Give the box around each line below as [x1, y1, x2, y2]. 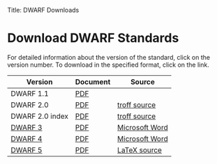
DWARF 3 [10, 122, 43, 132]
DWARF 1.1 [10, 88, 49, 98]
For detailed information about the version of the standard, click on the [7, 53, 211, 61]
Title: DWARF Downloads [7, 6, 80, 14]
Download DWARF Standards [7, 31, 179, 46]
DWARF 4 [10, 133, 43, 143]
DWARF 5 [10, 145, 43, 155]
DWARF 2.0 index [10, 111, 68, 121]
